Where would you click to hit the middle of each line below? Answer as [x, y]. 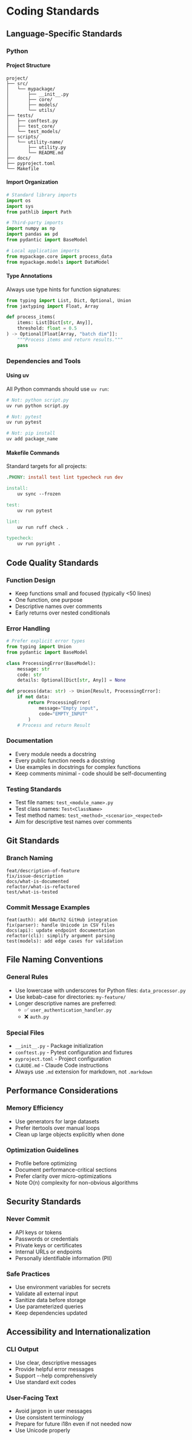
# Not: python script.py [38, 400]
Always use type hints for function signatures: [64, 289]
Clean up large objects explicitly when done [70, 1134]
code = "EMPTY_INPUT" [63, 714]
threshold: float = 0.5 [47, 329]
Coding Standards [53, 11]
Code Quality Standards [52, 563]
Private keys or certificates [48, 1245]
